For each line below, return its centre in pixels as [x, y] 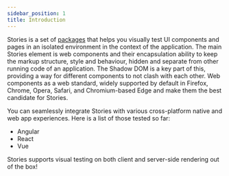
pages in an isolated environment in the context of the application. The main [114, 47]
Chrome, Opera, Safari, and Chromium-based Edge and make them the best [114, 90]
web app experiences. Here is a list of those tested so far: [88, 118]
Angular [28, 131]
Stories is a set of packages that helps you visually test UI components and [113, 39]
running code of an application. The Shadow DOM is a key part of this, [106, 68]
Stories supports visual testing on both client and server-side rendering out [113, 159]
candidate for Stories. [38, 97]
